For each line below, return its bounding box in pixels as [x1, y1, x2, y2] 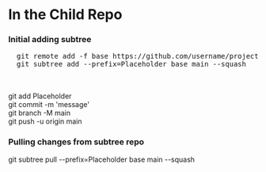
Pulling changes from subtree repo [8, 136, 145, 147]
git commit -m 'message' [8, 100, 89, 109]
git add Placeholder [8, 91, 72, 101]
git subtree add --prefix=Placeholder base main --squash [16, 59, 247, 69]
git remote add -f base [16, 52, 109, 61]
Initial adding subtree [8, 34, 92, 45]
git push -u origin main [8, 117, 82, 126]
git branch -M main [8, 109, 71, 118]
